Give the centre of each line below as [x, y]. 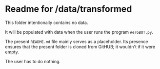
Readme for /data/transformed [69, 9]
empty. [12, 52]
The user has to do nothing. [33, 61]
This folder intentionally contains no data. [47, 23]
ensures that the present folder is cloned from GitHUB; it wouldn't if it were [80, 46]
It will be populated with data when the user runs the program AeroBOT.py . [79, 32]
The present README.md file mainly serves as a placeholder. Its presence [77, 41]
